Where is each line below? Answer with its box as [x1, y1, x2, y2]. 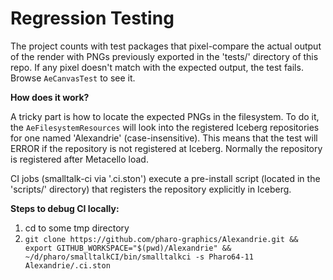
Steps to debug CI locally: [10, 202, 120, 214]
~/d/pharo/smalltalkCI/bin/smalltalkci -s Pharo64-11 [24, 252, 254, 262]
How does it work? [10, 91, 90, 103]
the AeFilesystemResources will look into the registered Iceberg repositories [10, 121, 320, 133]
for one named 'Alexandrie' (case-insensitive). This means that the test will [10, 132, 318, 144]
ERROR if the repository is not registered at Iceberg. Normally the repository [10, 142, 323, 154]
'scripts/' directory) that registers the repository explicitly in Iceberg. [10, 183, 292, 195]
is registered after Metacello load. [10, 153, 149, 165]
